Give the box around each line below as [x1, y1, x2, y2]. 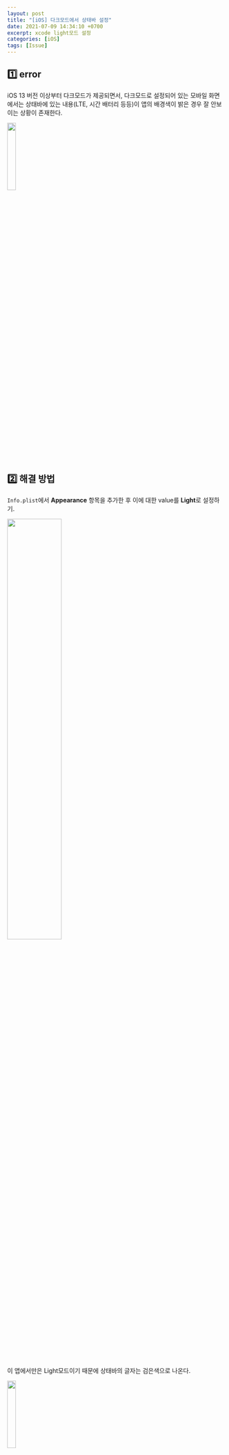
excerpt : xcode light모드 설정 [7, 29, 92, 37]
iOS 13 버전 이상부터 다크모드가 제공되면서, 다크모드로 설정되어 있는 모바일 [7, 91, 208, 99]
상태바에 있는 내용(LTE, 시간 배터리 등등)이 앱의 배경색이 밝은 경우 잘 [25, 99, 209, 108]
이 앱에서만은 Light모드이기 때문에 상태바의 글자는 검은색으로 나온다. [7, 1366, 191, 1374]
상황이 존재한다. [19, 108, 63, 117]
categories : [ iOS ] [7, 36, 60, 43]
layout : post [7, 10, 45, 17]
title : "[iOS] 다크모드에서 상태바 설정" [7, 17, 112, 23]
